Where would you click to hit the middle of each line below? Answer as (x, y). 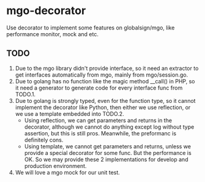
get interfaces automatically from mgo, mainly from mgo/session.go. (102, 75)
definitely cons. (44, 140)
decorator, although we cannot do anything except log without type (109, 127)
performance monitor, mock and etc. (53, 34)
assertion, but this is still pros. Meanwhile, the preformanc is (100, 133)
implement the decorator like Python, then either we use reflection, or (103, 107)
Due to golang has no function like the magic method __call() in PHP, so (105, 81)
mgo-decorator (46, 11)
